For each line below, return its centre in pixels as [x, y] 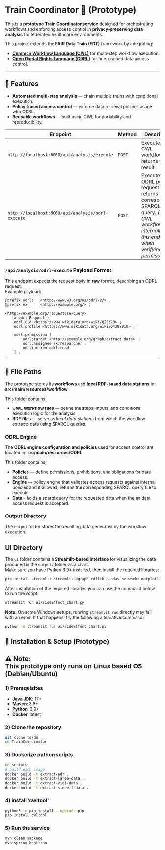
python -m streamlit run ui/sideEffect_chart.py [56, 627]
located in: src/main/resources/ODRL [44, 453]
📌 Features [22, 84]
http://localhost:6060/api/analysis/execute [60, 155]
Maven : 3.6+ [25, 704]
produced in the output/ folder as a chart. [47, 565]
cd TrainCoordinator [26, 742]
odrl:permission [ [33, 335]
